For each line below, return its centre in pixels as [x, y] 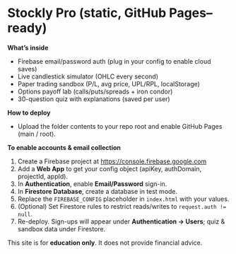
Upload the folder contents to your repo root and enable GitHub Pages [120, 126]
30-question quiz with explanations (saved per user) [94, 99]
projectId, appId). [43, 176]
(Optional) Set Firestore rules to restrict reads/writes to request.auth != [122, 206]
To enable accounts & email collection [64, 147]
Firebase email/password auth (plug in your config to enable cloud [114, 61]
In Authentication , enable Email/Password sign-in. [92, 184]
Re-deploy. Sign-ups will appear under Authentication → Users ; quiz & [121, 221]
